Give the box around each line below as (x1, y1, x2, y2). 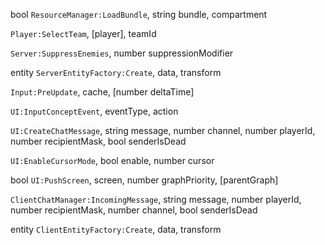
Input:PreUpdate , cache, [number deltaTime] (10, 86, 195, 98)
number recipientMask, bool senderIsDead (10, 135, 187, 147)
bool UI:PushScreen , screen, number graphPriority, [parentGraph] (10, 174, 279, 186)
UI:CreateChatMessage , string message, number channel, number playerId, (10, 125, 316, 136)
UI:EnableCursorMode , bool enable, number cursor (10, 155, 215, 166)
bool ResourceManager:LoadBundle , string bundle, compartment (10, 9, 268, 20)
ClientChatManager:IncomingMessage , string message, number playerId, (10, 194, 302, 205)
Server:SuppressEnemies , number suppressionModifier (10, 47, 234, 59)
